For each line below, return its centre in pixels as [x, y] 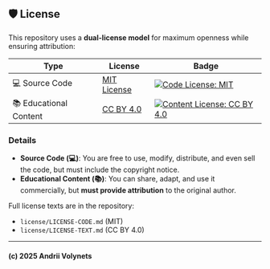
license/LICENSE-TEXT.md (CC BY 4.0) [82, 230]
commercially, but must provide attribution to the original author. [128, 190]
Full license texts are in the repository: [72, 206]
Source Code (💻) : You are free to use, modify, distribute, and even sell [137, 158]
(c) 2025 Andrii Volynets [50, 255]
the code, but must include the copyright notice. [100, 170]
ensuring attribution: [42, 46]
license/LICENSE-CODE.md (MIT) [72, 222]
